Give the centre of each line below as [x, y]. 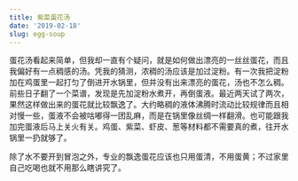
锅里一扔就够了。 [40, 138]
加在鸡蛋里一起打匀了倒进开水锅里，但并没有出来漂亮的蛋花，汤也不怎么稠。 [149, 83]
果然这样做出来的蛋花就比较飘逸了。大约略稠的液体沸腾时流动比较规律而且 [145, 105]
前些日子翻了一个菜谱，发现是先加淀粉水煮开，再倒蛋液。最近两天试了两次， [149, 93]
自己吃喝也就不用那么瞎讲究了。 [67, 168]
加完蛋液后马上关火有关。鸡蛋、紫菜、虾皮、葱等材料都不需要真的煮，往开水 [149, 127]
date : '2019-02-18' [45, 26]
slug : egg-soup [37, 34]
